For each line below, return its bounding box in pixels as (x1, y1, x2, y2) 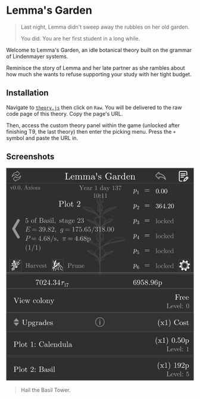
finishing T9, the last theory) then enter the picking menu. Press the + (6, 128, 176, 135)
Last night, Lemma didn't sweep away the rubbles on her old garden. (20, 23, 190, 30)
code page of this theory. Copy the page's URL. (6, 110, 123, 117)
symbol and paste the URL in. (6, 134, 79, 141)
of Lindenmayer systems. (6, 52, 68, 60)
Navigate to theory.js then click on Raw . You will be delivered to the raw (6, 104, 182, 111)
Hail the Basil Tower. (20, 386, 71, 394)
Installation (6, 88, 49, 98)
